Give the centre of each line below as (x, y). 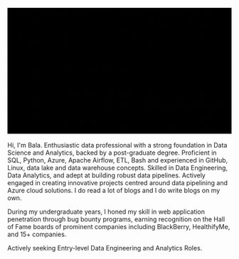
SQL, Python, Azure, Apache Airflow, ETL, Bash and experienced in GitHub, (118, 160)
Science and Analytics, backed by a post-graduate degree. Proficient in (112, 153)
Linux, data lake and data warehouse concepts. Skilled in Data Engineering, (118, 167)
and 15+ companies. (37, 234)
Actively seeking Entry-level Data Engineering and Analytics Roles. (105, 248)
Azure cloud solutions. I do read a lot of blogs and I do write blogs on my (114, 190)
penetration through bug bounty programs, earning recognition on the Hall (116, 219)
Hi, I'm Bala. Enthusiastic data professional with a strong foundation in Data (117, 145)
